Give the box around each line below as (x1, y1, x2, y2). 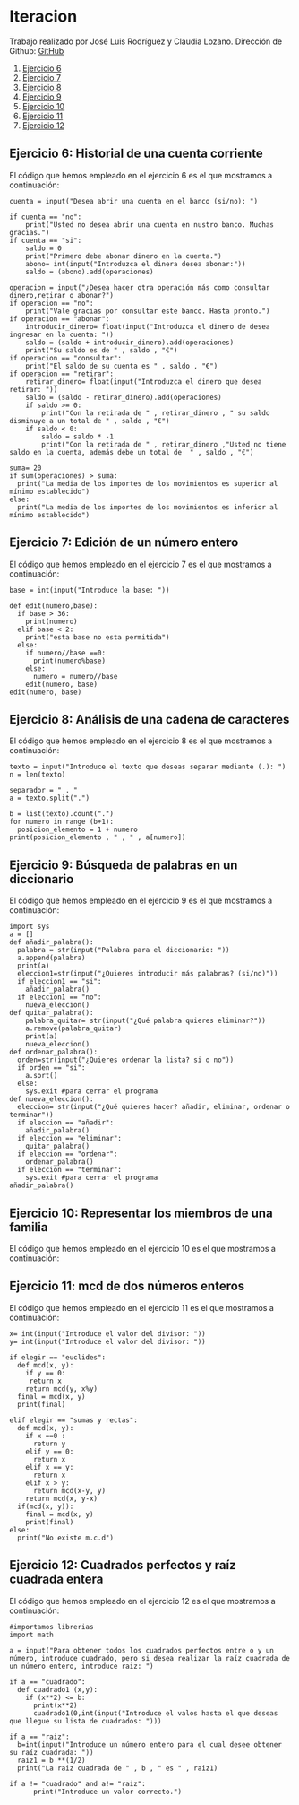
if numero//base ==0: (25, 648, 106, 657)
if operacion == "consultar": (9, 353, 123, 362)
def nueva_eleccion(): (9, 1095, 94, 1104)
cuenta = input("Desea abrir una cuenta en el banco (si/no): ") (9, 196, 258, 205)
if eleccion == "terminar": (17, 1166, 123, 1175)
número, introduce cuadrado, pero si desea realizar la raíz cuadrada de (9, 1653, 291, 1662)
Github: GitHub (9, 45, 64, 56)
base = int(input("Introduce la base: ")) (9, 586, 170, 594)
